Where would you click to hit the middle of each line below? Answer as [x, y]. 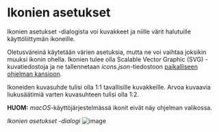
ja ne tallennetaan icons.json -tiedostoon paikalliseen [124, 66]
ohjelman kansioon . [35, 74]
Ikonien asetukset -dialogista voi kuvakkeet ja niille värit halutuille [99, 31]
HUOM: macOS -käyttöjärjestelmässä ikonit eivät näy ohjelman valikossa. [109, 107]
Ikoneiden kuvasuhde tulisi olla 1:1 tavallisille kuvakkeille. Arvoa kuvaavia [109, 87]
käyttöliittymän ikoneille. [41, 38]
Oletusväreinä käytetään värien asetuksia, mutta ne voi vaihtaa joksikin [107, 52]
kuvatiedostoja [28, 66]
